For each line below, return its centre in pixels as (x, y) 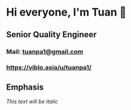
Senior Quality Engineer (51, 35)
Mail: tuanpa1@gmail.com (45, 52)
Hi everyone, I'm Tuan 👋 (66, 12)
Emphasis (25, 87)
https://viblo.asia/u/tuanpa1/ (49, 67)
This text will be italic (32, 102)
